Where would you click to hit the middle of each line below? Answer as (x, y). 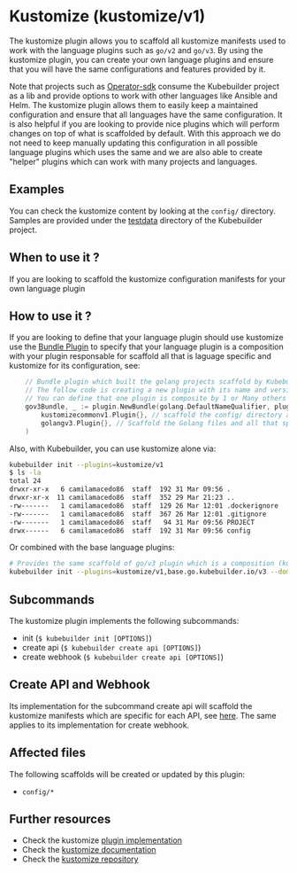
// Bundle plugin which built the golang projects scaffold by (144, 382)
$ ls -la (25, 473)
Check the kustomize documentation (89, 850)
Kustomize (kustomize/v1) (107, 16)
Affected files (48, 753)
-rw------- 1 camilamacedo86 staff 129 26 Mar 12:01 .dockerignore (144, 506)
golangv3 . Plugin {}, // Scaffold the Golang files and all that (160, 423)
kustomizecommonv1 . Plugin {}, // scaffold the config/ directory (162, 415)
